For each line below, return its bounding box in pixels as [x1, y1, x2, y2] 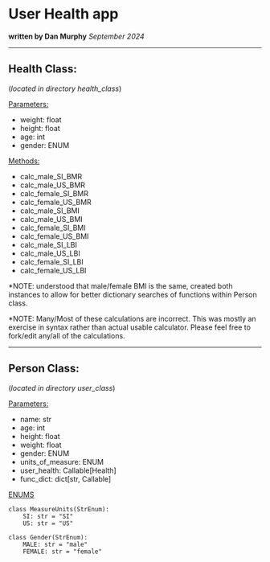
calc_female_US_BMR [19, 197, 92, 207]
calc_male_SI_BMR [19, 171, 83, 181]
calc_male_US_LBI [19, 248, 80, 258]
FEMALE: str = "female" [22, 548, 103, 556]
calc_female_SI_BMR [19, 188, 88, 198]
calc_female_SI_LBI [19, 256, 84, 266]
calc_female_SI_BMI [19, 223, 86, 232]
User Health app [8, 5, 119, 23]
